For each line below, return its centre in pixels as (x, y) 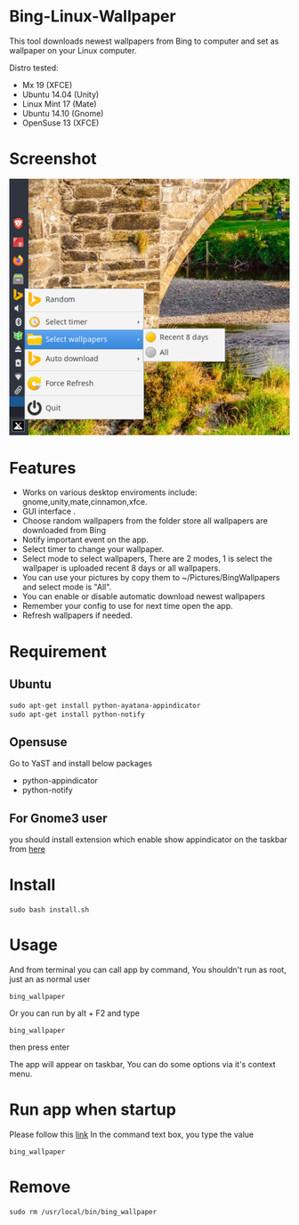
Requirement (58, 651)
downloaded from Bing (64, 531)
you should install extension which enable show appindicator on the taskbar (148, 840)
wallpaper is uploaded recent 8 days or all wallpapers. (121, 568)
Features (43, 468)
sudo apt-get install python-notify (77, 715)
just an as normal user (50, 979)
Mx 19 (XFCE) (47, 85)
